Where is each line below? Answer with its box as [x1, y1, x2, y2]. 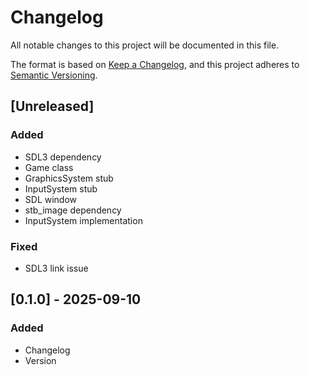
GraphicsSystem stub [24, 172, 114, 184]
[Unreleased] [10, 98, 95, 115]
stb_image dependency [24, 204, 122, 216]
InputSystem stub [24, 182, 98, 195]
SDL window [24, 193, 78, 205]
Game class [24, 161, 74, 173]
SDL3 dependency [24, 151, 102, 163]
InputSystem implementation [24, 214, 143, 226]
